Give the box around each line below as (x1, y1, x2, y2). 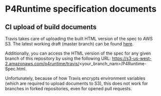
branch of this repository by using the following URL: (5, 56, 111, 61)
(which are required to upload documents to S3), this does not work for (5, 80, 148, 86)
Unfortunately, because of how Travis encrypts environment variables (5, 76, 145, 81)
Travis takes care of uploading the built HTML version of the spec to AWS (5, 36, 153, 41)
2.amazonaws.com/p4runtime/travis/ (5, 61, 80, 66)
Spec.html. (5, 66, 27, 72)
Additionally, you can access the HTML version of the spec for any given (5, 50, 151, 56)
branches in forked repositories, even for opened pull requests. (5, 86, 132, 91)
